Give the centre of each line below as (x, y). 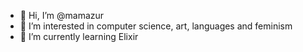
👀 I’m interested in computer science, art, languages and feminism (156, 26)
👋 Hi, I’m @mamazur (62, 15)
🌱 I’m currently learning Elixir (79, 36)
